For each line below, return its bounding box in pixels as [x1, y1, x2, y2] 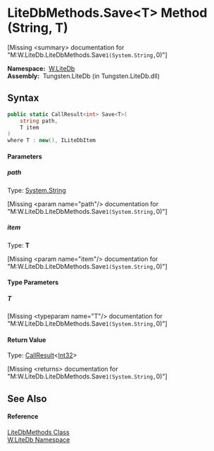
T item [20, 124, 39, 131]
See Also [7, 393, 47, 405]
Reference [7, 412, 39, 421]
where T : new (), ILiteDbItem [7, 137, 96, 144]
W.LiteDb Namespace [7, 436, 70, 444]
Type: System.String [7, 186, 67, 194]
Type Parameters [7, 278, 59, 286]
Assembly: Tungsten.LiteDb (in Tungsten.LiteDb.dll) [7, 72, 160, 80]
